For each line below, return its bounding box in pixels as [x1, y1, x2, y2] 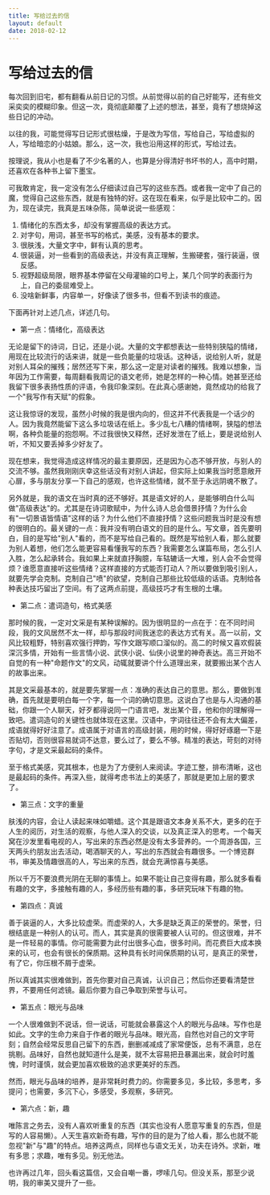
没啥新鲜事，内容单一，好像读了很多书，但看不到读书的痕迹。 [19, 291, 225, 300]
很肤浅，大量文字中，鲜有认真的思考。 [19, 240, 147, 250]
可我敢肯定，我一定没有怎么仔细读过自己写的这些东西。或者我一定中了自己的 [8, 183, 262, 193]
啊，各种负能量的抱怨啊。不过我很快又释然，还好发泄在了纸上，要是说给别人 [8, 429, 262, 438]
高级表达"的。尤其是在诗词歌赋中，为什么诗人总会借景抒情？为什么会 [18, 504, 247, 513]
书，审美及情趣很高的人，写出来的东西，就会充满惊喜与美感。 [8, 857, 213, 867]
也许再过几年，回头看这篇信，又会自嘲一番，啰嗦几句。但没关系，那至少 [8, 1168, 247, 1177]
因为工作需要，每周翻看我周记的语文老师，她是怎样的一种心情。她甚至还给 [14, 372, 262, 381]
